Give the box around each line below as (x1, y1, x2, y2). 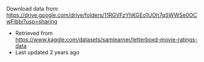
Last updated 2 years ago (15, 49, 80, 56)
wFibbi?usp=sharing (6, 18, 58, 25)
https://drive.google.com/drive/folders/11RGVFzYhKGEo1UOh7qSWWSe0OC (6, 11, 198, 19)
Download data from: (6, 5, 60, 12)
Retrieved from (15, 29, 53, 37)
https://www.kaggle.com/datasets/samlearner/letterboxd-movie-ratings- (15, 36, 198, 43)
